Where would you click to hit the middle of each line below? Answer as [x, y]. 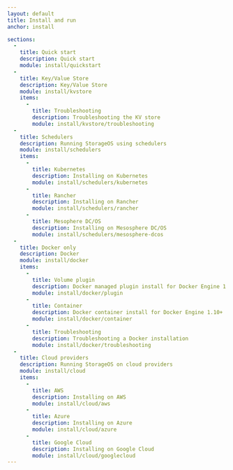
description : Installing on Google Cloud [93, 449]
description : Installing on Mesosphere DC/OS [100, 228]
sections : [22, 39]
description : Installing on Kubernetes [90, 176]
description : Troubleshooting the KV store [96, 117]
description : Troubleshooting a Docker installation [111, 339]
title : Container [57, 306]
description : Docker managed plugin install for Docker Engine [126, 286]
